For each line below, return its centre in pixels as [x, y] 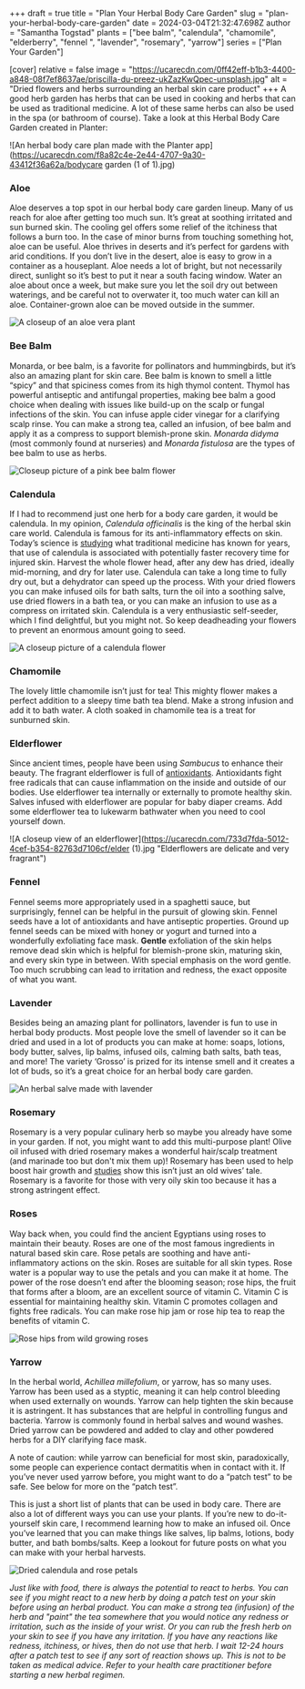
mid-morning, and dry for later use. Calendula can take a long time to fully [148, 572]
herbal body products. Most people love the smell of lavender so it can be [148, 1033]
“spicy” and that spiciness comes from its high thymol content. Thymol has [150, 385]
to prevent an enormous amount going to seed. [98, 630]
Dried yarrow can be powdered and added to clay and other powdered [142, 1430]
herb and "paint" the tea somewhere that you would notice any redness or [149, 1616]
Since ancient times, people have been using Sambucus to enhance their [147, 763]
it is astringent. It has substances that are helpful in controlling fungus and [149, 1410]
